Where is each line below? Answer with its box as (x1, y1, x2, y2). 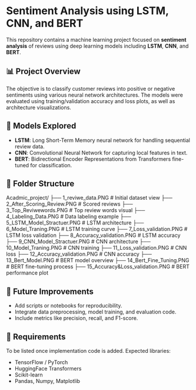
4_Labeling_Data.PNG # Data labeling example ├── (6, 213, 131, 220)
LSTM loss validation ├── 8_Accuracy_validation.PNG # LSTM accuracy (6, 232, 181, 239)
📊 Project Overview (6, 67, 81, 77)
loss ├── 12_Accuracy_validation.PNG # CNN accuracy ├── (6, 250, 152, 257)
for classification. (30, 161, 72, 168)
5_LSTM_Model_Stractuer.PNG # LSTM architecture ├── (6, 219, 144, 226)
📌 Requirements (6, 332, 66, 342)
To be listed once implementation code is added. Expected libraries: (6, 348, 171, 354)
